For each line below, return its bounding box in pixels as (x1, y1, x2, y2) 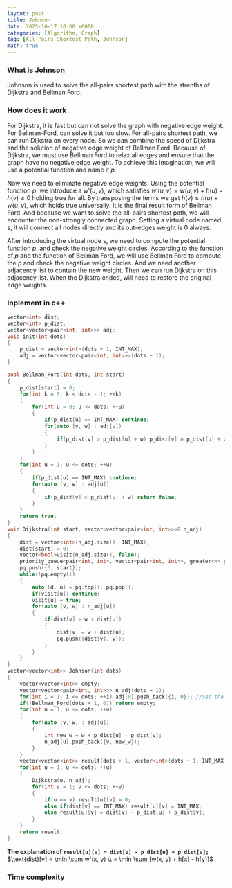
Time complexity (7, 872, 65, 882)
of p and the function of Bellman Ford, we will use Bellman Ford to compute (7, 251, 222, 260)
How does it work (7, 105, 67, 115)
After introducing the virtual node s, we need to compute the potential (7, 236, 206, 245)
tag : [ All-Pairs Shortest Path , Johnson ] (7, 36, 128, 43)
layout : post (7, 10, 45, 17)
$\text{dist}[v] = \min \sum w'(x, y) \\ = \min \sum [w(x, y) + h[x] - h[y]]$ (7, 855, 214, 863)
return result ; (19, 828, 64, 835)
